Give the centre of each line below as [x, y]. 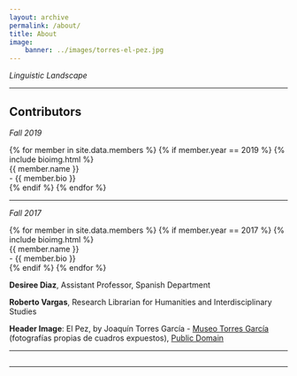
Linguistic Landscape [49, 75]
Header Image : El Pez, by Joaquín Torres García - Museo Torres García [139, 328]
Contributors [46, 111]
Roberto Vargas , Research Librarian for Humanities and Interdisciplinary [141, 302]
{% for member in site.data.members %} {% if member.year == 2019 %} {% [147, 150]
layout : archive [39, 17]
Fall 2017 [26, 212]
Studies [23, 311]
